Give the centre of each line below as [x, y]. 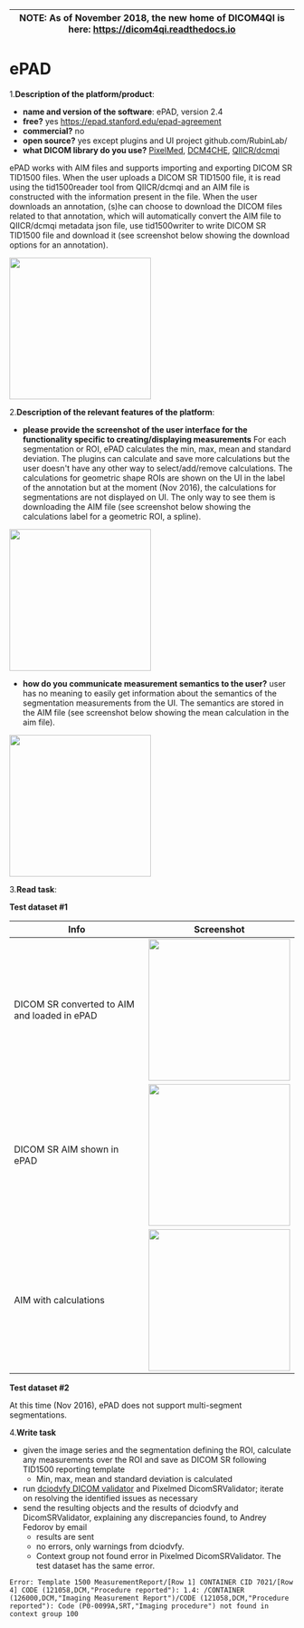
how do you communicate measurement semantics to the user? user [154, 683]
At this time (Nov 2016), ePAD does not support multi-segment [126, 1405]
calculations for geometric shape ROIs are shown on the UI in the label [154, 478]
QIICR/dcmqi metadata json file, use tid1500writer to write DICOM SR [138, 225]
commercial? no [53, 131]
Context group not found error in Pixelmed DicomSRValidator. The [159, 1555]
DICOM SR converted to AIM [74, 1004]
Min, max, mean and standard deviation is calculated [134, 1478]
